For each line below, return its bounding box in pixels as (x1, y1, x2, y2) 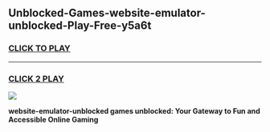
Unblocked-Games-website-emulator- (8, 6, 207, 20)
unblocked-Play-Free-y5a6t (8, 19, 152, 33)
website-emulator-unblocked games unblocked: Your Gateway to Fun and (8, 106, 261, 115)
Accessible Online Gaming (8, 114, 99, 124)
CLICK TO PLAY (8, 43, 71, 54)
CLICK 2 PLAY (8, 73, 64, 84)
